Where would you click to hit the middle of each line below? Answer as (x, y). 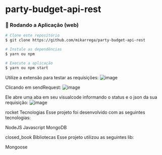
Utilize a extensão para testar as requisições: (52, 77)
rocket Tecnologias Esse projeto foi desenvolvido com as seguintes (75, 112)
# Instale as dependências (34, 49)
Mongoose (16, 147)
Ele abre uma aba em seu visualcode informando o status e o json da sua (81, 97)
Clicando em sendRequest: (33, 87)
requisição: (17, 102)
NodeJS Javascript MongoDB (36, 127)
